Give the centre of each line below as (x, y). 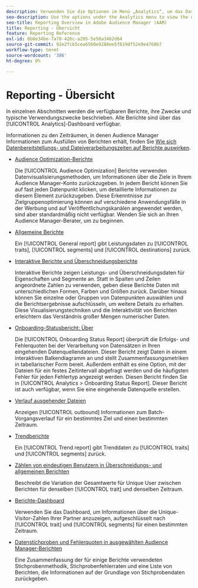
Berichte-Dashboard (39, 501)
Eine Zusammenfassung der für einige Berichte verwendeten (88, 560)
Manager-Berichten (38, 549)
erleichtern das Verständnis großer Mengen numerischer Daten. (92, 316)
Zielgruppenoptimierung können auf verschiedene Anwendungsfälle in (100, 202)
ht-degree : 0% (24, 61)
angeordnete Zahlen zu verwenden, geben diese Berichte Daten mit (97, 285)
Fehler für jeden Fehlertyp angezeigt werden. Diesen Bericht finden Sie (101, 377)
